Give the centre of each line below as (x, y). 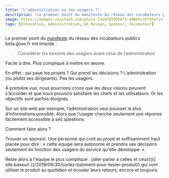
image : (12, 19)
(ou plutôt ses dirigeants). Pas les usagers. (50, 78)
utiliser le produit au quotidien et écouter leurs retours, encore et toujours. (82, 170)
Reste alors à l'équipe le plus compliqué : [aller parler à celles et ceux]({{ (80, 159)
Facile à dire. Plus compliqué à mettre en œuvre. (55, 63)
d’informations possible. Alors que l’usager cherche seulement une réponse (83, 114)
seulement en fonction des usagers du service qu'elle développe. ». (75, 150)
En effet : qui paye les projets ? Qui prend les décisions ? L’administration (81, 73)
